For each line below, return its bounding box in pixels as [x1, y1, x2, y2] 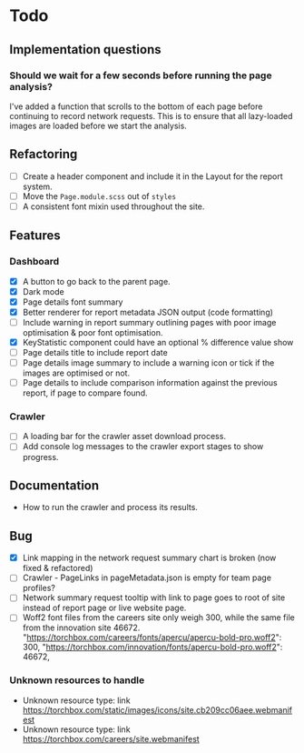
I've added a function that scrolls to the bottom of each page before [9, 101, 263, 112]
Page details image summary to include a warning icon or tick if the [22, 357, 275, 368]
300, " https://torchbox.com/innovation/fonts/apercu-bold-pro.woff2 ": [22, 642, 283, 653]
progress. [22, 451, 59, 462]
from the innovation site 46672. [22, 622, 141, 633]
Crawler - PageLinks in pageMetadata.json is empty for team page [22, 572, 272, 583]
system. [22, 181, 53, 192]
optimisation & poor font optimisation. [22, 326, 163, 337]
